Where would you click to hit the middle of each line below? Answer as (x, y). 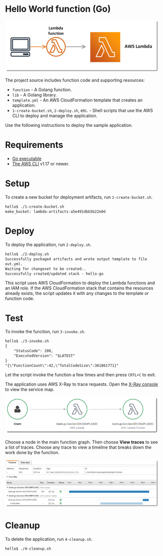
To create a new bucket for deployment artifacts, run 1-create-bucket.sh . (79, 197)
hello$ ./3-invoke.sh (27, 341)
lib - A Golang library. (34, 95)
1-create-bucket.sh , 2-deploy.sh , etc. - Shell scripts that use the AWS (82, 110)
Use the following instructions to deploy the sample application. (69, 125)
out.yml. (14, 264)
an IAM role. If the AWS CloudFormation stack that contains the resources (79, 288)
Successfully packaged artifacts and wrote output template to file (76, 259)
